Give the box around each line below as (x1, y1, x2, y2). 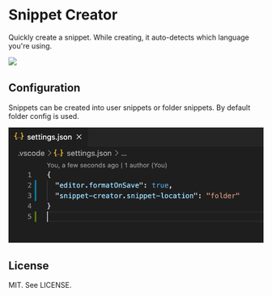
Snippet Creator (8, 6, 118, 24)
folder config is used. (8, 111, 79, 121)
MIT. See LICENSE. (8, 281, 72, 290)
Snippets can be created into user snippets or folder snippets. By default (8, 103, 251, 112)
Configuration (8, 81, 81, 95)
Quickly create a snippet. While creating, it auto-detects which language (8, 32, 249, 42)
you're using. (8, 40, 53, 50)
